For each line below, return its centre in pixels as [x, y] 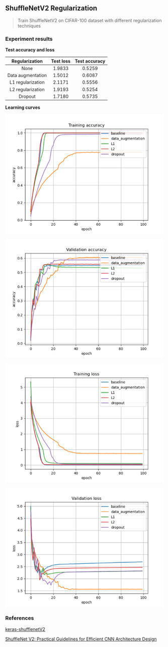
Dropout [27, 96]
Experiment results [29, 39]
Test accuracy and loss [30, 50]
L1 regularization [27, 82]
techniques [29, 26]
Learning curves [23, 107]
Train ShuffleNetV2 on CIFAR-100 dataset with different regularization [90, 20]
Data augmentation [27, 76]
